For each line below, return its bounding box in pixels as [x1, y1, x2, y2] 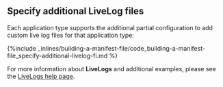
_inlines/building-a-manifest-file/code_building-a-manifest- [37, 44, 206, 52]
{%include [7, 44, 36, 52]
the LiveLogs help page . [7, 72, 75, 80]
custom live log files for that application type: [7, 31, 135, 39]
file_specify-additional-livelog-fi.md [7, 51, 108, 60]
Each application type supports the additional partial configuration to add [7, 23, 213, 32]
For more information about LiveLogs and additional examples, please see [7, 64, 217, 73]
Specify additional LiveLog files [7, 5, 144, 17]
